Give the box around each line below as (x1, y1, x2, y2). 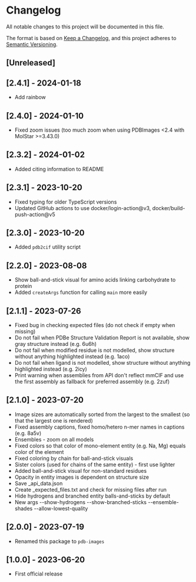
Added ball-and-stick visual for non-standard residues (14, 467, 147, 474)
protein (14, 283, 32, 290)
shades (14, 505, 33, 512)
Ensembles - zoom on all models (14, 436, 94, 443)
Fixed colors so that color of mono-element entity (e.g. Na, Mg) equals (14, 442, 186, 449)
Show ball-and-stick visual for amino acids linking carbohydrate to (14, 276, 176, 283)
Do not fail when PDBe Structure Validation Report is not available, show (14, 334, 190, 341)
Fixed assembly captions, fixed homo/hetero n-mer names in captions (14, 423, 185, 430)
